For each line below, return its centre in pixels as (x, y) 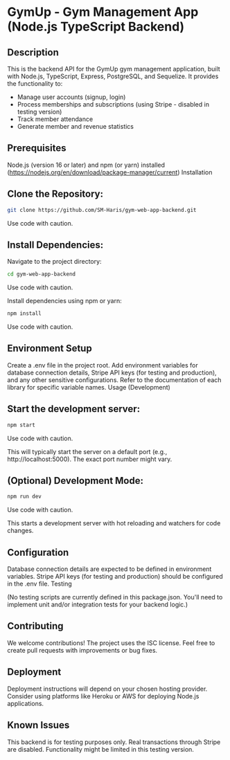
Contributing (35, 626)
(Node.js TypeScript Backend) (96, 27)
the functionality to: (35, 83)
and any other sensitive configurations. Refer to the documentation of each (114, 380)
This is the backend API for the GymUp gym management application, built (114, 69)
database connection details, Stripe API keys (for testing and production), (112, 372)
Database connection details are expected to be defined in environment (109, 569)
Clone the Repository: (55, 194)
